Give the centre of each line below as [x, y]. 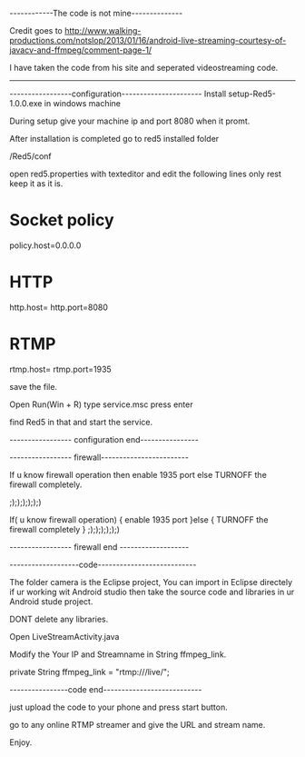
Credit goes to [36, 30]
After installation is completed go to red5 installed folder [114, 139]
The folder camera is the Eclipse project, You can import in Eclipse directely [151, 582]
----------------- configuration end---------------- [104, 439]
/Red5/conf [30, 156]
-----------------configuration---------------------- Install [118, 94]
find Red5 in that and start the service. [81, 422]
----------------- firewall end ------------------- [99, 547]
